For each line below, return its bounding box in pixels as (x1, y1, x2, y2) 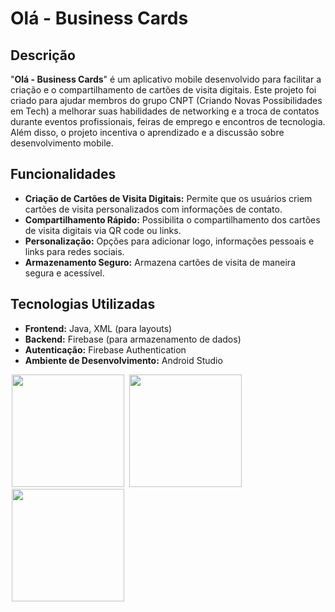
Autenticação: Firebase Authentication (24, 343, 187, 356)
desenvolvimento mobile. (10, 137, 114, 149)
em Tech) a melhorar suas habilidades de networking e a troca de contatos (10, 105, 320, 117)
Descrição (10, 47, 76, 64)
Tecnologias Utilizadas (10, 296, 156, 313)
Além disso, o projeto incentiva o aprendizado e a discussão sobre (10, 127, 285, 138)
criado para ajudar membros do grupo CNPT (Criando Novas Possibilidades (10, 95, 323, 106)
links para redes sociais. (24, 245, 125, 257)
